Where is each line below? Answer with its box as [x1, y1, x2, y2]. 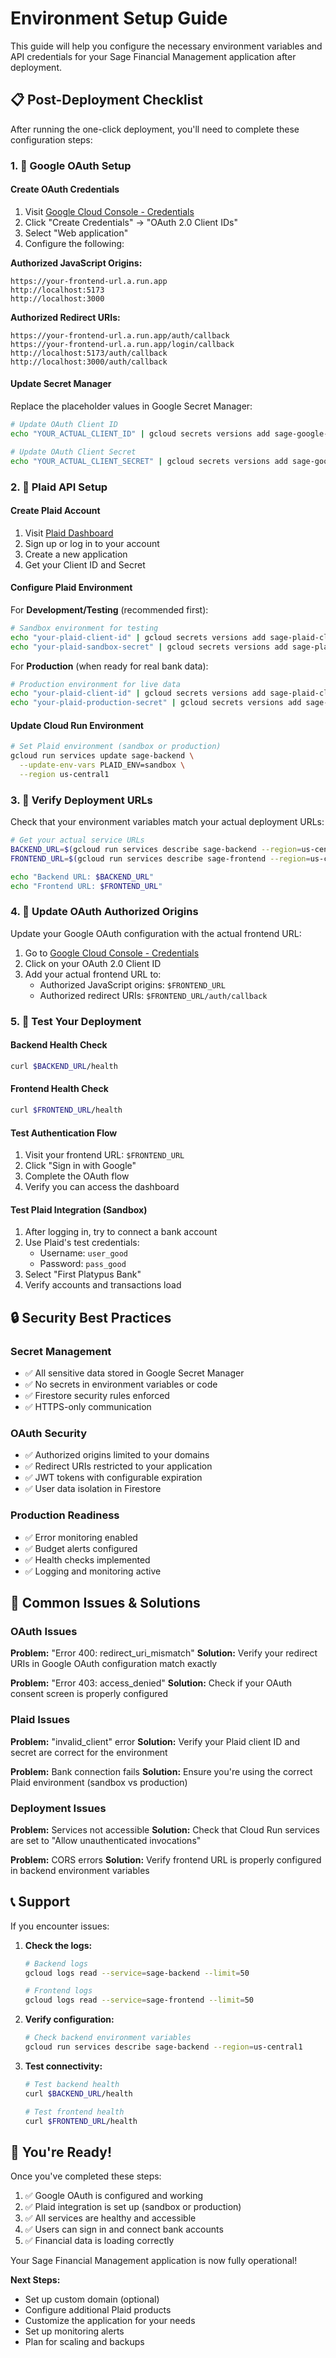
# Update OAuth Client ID [10, 420, 118, 430]
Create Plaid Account [10, 505, 101, 517]
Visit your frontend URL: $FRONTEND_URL [24, 1149, 185, 1161]
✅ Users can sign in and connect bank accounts [24, 2223, 224, 2236]
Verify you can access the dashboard [24, 1181, 180, 1193]
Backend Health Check [10, 1039, 108, 1051]
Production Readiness [10, 1508, 120, 1522]
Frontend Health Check [10, 1083, 109, 1095]
